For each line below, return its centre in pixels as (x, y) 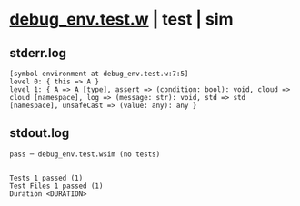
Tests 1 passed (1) (46, 178)
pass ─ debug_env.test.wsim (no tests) (85, 154)
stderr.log (38, 53)
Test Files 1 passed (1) (56, 186)
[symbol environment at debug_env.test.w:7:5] (99, 74)
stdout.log (40, 133)
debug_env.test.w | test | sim (121, 20)
